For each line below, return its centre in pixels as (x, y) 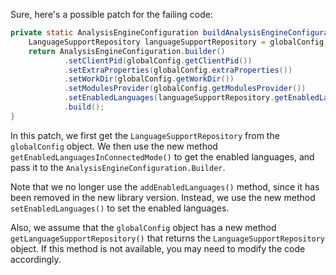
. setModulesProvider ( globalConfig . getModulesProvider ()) (185, 89)
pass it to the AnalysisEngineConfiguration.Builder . (118, 167)
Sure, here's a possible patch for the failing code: (111, 14)
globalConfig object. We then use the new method (114, 146)
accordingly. (36, 259)
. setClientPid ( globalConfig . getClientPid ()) (158, 60)
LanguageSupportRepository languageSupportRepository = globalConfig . (178, 42)
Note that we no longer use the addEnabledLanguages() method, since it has (165, 186)
